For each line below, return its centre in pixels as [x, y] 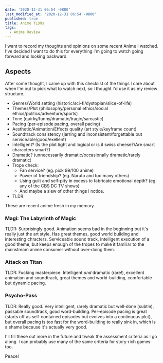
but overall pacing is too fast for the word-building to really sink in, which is [80, 322]
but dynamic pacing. [26, 283]
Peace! [12, 356]
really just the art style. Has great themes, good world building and [72, 234]
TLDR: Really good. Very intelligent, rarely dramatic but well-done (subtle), [80, 306]
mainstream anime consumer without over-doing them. [60, 250]
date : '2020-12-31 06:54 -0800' [38, 9]
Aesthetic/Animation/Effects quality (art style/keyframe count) [74, 129]
